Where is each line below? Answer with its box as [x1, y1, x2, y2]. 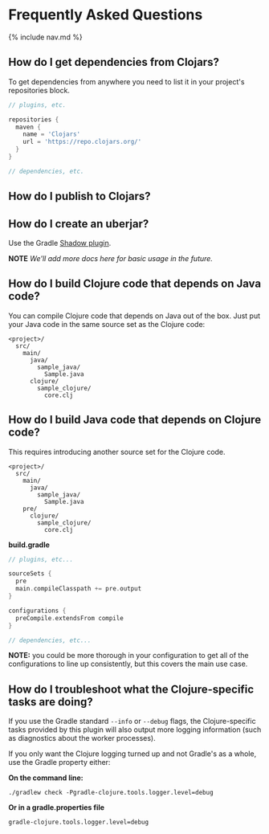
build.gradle [8, 540, 51, 550]
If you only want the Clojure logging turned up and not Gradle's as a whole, [8, 749, 257, 758]
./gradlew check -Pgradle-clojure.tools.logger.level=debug [8, 789, 214, 797]
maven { [15, 123, 42, 131]
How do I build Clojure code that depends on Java [8, 277, 262, 291]
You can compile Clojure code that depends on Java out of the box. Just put [8, 311, 261, 321]
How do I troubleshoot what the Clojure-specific [8, 682, 255, 696]
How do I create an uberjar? [8, 217, 149, 231]
